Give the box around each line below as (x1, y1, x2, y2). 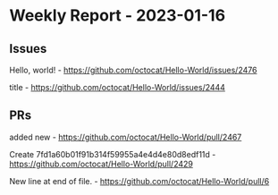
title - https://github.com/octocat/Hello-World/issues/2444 (9, 82, 226, 92)
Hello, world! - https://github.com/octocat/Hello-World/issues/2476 (9, 64, 257, 75)
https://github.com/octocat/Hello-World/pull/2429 (9, 158, 194, 169)
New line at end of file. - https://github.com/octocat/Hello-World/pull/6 (9, 175, 270, 186)
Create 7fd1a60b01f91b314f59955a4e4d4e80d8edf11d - (9, 148, 216, 159)
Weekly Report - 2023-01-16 (9, 5, 226, 26)
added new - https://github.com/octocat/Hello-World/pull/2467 (9, 131, 242, 142)
